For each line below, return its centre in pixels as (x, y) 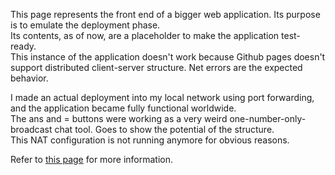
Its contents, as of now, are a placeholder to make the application (145, 35)
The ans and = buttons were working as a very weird (119, 118)
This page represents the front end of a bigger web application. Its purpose (165, 14)
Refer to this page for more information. (92, 159)
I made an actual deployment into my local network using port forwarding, (162, 97)
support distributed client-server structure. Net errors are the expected (156, 67)
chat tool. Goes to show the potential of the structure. (164, 129)
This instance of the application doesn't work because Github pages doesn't (168, 57)
